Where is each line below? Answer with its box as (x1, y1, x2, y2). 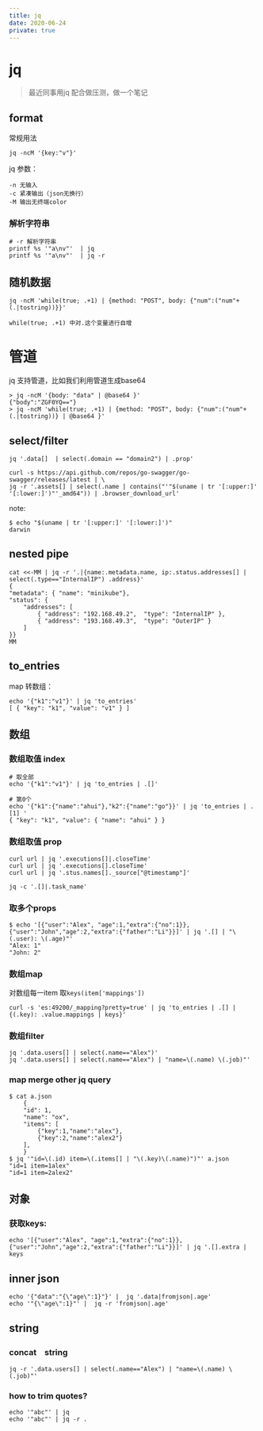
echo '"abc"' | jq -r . (9, 1415, 88, 1424)
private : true (9, 26, 56, 34)
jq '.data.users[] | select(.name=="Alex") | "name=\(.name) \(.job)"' (9, 1056, 250, 1064)
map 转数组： (9, 681, 54, 691)
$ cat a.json (9, 1092, 52, 1100)
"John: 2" (9, 949, 42, 957)
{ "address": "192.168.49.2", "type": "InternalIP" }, (37, 610, 226, 618)
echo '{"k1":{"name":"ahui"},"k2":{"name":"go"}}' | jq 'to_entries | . (9, 803, 254, 811)
